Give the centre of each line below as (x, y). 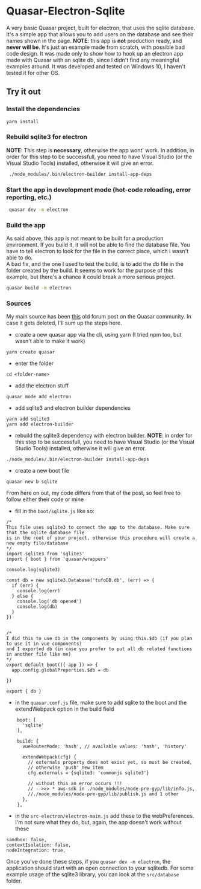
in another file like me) (39, 655)
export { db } (24, 691)
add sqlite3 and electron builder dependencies (73, 408)
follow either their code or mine (45, 499)
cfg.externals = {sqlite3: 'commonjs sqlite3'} (88, 773)
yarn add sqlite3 (28, 419)
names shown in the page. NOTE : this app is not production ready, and (94, 40)
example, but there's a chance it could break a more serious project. (91, 277)
